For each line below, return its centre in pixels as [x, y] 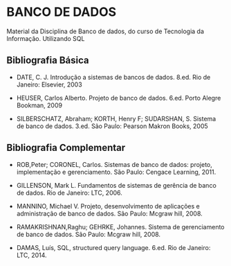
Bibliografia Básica [48, 61]
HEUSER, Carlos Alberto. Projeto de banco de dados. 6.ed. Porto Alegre [119, 98]
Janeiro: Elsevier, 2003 [49, 85]
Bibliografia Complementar [66, 148]
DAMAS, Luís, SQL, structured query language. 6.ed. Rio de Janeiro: [113, 247]
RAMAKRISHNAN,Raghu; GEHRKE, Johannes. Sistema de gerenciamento [120, 227]
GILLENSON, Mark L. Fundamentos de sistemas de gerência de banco [117, 185]
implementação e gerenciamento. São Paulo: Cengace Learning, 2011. [116, 172]
